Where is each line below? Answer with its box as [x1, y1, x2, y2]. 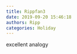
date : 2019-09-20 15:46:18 [6, 14, 72, 20]
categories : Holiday [6, 25, 57, 31]
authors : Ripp [6, 19, 41, 25]
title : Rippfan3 [6, 8, 45, 15]
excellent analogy [6, 41, 48, 48]
